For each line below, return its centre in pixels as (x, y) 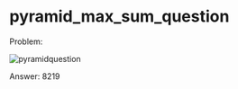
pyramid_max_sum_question (119, 17)
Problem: (26, 41)
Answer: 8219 (35, 76)
